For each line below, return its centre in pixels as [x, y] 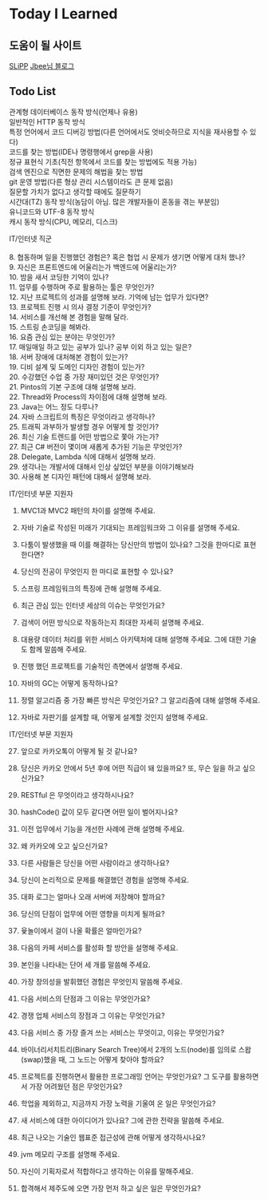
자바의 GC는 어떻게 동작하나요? [69, 683]
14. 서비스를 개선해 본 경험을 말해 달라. [69, 317]
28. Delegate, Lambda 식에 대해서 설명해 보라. [83, 457]
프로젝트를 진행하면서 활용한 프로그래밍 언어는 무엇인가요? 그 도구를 [126, 1076]
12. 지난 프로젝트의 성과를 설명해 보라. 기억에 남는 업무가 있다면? [109, 297]
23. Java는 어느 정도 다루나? [54, 406]
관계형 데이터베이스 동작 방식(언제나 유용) [73, 112]
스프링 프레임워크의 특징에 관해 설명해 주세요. [91, 588]
